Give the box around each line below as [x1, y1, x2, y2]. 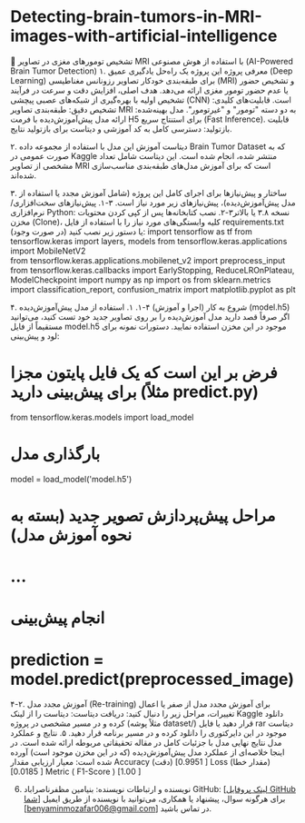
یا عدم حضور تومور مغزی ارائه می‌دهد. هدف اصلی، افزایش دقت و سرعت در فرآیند [10, 84, 289, 95]
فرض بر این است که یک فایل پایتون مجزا [10, 362, 278, 383]
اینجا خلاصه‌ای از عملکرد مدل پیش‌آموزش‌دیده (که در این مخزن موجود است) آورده [10, 747, 285, 758]
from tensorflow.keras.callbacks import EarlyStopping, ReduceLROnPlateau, [10, 264, 295, 275]
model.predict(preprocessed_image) [10, 669, 294, 689]
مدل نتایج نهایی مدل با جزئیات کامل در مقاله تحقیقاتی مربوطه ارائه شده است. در [10, 738, 282, 749]
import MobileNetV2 [10, 245, 86, 256]
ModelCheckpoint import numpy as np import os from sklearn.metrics [10, 274, 271, 285]
